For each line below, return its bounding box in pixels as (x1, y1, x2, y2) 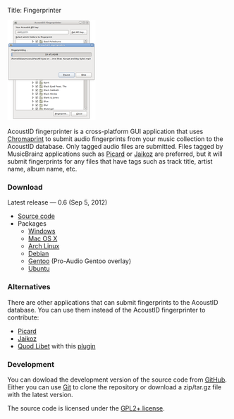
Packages (17, 219, 47, 228)
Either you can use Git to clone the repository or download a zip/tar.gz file (7, 382, 222, 391)
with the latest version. (7, 390, 73, 399)
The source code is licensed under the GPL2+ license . (7, 403, 165, 412)
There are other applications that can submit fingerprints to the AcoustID (7, 298, 218, 306)
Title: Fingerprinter (7, 6, 62, 14)
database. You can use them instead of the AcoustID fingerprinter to (7, 305, 206, 314)
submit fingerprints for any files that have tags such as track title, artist (7, 157, 213, 165)
